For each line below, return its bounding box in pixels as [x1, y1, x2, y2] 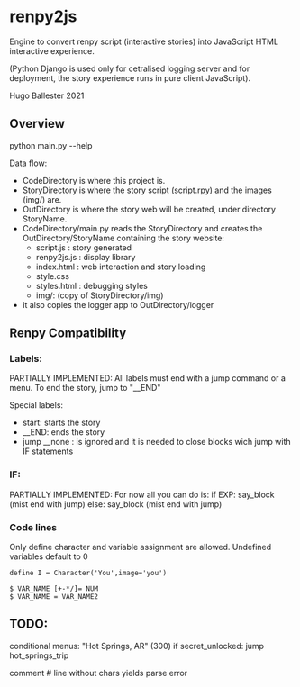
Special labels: [9, 400, 64, 411]
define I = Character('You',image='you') [9, 569, 168, 578]
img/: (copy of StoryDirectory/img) [35, 290, 164, 301]
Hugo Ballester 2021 [9, 90, 85, 101]
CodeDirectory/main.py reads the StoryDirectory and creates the [22, 222, 263, 233]
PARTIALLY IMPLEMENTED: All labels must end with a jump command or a [9, 373, 286, 384]
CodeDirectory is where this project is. [22, 175, 166, 185]
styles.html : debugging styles [35, 280, 149, 291]
